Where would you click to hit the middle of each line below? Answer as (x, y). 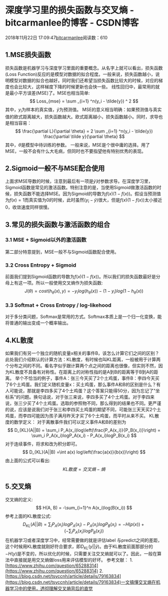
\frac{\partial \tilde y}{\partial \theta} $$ (84, 136)
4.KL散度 (19, 340)
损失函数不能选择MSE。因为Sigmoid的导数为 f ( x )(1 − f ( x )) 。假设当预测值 (87, 194)
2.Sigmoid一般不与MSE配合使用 (55, 168)
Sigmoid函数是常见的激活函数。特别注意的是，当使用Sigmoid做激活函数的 (81, 188)
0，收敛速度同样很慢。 (28, 207)
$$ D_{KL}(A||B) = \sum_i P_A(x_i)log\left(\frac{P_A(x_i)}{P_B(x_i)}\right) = (84, 430)
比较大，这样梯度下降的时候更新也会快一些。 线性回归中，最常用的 (87, 87)
